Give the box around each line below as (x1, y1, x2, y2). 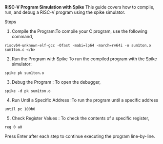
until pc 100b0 (4, 107, 36, 112)
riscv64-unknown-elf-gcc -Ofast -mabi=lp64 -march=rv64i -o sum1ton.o (4, 43, 151, 48)
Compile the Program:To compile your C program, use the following (11, 28, 147, 34)
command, (11, 34, 34, 39)
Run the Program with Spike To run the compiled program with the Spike (11, 56, 157, 62)
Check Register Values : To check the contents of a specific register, (11, 115, 149, 121)
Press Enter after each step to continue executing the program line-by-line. (4, 133, 155, 139)
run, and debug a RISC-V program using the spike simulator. (4, 9, 125, 15)
